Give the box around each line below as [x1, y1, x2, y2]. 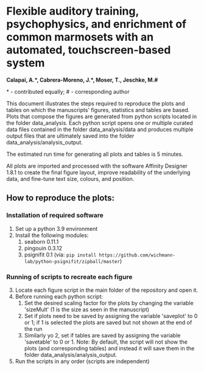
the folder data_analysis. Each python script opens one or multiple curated [6, 119, 193, 126]
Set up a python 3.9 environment [15, 225, 98, 232]
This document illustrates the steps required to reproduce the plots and [6, 99, 185, 107]
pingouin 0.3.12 [24, 244, 63, 252]
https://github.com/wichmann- [99, 252, 175, 258]
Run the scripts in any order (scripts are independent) [15, 358, 150, 365]
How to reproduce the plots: [6, 193, 114, 203]
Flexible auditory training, [6, 4, 139, 18]
